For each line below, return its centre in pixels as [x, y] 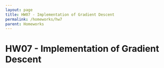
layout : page [19, 10]
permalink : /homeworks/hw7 [34, 19]
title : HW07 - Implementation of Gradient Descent [60, 15]
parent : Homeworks [25, 24]
